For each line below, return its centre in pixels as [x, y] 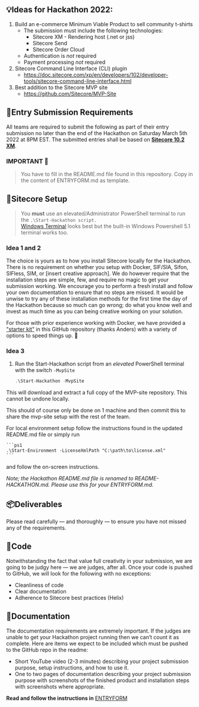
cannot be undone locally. [38, 399]
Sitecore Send [50, 43]
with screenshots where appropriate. [60, 686]
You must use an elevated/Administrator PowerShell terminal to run [103, 213]
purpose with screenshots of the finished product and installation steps [102, 680]
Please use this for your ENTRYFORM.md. [102, 485]
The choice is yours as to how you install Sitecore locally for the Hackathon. [99, 261]
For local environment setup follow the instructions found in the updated [94, 428]
